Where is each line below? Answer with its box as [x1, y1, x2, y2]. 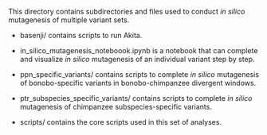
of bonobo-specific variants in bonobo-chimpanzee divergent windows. [19, 79, 257, 87]
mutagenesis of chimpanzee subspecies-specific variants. [19, 102, 213, 111]
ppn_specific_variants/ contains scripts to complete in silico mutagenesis [19, 70, 260, 79]
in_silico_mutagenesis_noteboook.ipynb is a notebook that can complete [19, 46, 258, 55]
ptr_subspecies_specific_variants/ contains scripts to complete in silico [19, 94, 253, 102]
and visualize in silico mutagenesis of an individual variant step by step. [19, 55, 255, 64]
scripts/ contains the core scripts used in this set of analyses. [19, 118, 222, 126]
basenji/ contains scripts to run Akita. [19, 31, 143, 40]
